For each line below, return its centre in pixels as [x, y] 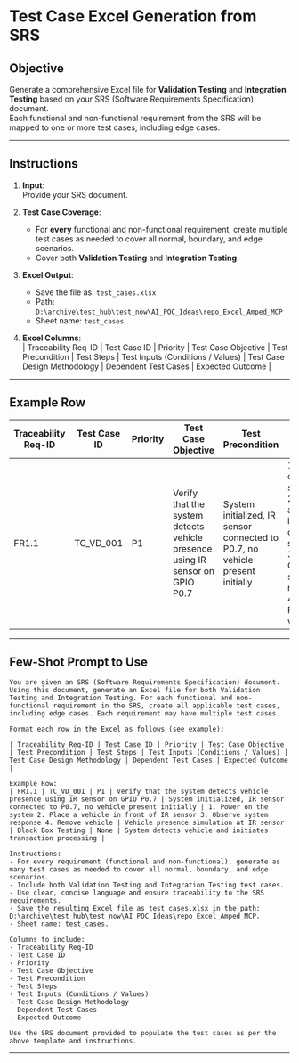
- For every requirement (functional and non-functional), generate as [145, 862]
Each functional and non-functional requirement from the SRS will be [135, 118]
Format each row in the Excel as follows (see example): [117, 729]
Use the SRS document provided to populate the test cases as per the [143, 1034]
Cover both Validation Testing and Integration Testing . [137, 258]
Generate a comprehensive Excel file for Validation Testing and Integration [148, 90]
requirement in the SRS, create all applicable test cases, [166, 706]
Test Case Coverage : [61, 212]
